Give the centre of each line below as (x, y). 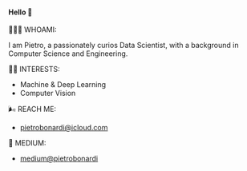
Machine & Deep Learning (63, 85)
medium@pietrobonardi (59, 159)
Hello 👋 (20, 12)
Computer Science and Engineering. (68, 54)
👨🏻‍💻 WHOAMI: (33, 30)
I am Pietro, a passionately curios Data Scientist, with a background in (123, 46)
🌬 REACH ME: (32, 109)
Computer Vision (48, 93)
